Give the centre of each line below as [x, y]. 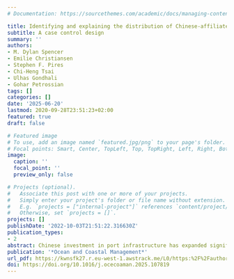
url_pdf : [20, 258]
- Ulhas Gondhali [32, 78]
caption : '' [31, 162]
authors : [20, 46]
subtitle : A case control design [56, 33]
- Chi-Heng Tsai [31, 71]
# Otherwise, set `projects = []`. [62, 213]
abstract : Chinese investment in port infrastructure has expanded [107, 245]
